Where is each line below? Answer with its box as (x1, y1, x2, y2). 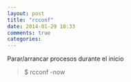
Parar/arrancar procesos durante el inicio (7, 54, 124, 63)
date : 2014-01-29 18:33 (7, 23, 76, 30)
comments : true (7, 29, 51, 37)
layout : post (7, 10, 45, 17)
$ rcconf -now (23, 68, 65, 76)
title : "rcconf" (7, 17, 54, 23)
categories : (7, 36, 41, 43)
